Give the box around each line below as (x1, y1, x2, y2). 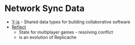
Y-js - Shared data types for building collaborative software (11, 19, 131, 25)
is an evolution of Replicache (18, 34, 77, 40)
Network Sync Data (4, 3, 84, 14)
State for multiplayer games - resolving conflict (18, 29, 113, 35)
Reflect (11, 24, 26, 30)
